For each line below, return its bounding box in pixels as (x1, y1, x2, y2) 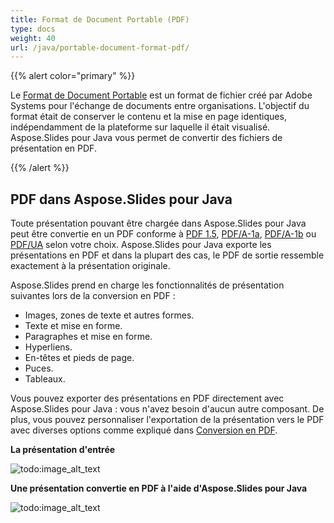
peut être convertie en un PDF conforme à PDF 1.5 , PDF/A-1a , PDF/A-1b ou (10, 228, 317, 240)
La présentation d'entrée (10, 444, 116, 456)
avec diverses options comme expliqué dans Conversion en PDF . (10, 424, 278, 436)
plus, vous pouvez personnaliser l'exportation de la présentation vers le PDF (10, 414, 325, 426)
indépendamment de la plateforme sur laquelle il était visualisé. (10, 121, 271, 133)
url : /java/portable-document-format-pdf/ (10, 42, 190, 53)
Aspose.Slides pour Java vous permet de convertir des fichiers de (10, 132, 283, 144)
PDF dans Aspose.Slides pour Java (10, 191, 233, 208)
